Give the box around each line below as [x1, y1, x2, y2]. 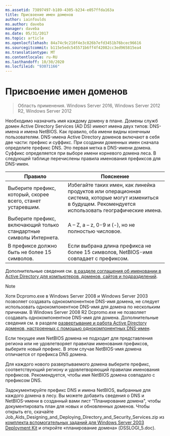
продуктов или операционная [67, 188, 141, 195]
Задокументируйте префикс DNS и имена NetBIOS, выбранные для [5, 387, 151, 393]
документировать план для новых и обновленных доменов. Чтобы [5, 404, 150, 410]
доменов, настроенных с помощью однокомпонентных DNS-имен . [5, 325, 151, 332]
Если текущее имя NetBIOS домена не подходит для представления [5, 335, 153, 341]
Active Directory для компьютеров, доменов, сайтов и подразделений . [5, 273, 158, 279]
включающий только [8, 222, 59, 229]
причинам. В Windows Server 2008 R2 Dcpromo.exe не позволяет [5, 309, 146, 315]
